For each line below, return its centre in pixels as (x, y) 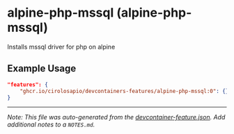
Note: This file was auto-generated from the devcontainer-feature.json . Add (116, 117)
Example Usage (42, 68)
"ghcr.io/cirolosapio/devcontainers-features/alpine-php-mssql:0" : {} (124, 91)
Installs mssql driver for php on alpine (61, 47)
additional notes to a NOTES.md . (51, 125)
